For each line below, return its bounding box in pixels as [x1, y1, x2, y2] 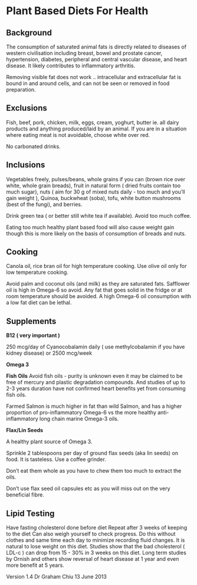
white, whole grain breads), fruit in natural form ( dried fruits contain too [6, 182, 181, 189]
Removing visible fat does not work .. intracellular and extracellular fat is [6, 74, 182, 80]
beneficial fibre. [6, 491, 44, 498]
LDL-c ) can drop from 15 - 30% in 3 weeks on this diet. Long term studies [6, 549, 187, 556]
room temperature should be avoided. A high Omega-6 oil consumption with [6, 293, 192, 300]
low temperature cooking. [6, 269, 69, 276]
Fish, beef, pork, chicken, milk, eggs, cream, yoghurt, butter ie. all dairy [6, 119, 179, 126]
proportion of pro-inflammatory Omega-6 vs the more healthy [6, 409, 156, 416]
